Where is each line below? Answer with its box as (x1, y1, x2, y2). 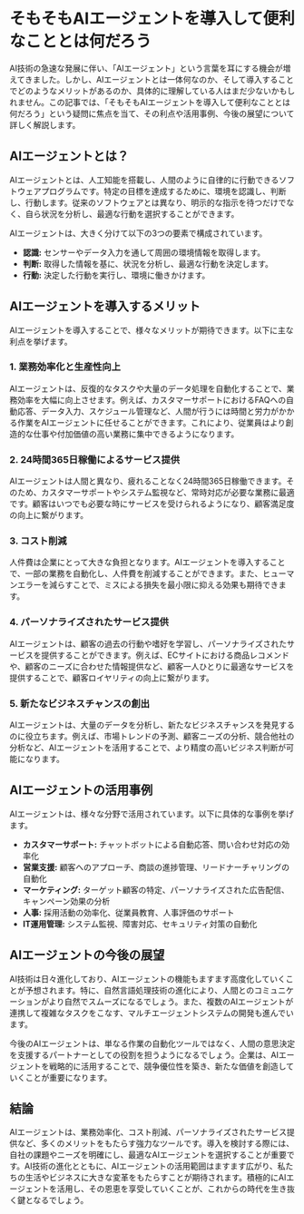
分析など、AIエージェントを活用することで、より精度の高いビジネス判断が (9, 742, 287, 753)
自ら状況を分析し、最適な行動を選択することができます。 (25, 208, 240, 219)
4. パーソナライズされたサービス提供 (9, 616, 170, 629)
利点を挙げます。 (9, 336, 73, 347)
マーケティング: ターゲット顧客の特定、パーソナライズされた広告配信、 (22, 884, 289, 895)
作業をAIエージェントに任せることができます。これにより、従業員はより (16, 416, 286, 427)
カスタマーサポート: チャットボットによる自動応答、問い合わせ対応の (22, 838, 282, 849)
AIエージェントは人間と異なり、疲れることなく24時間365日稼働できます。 (9, 475, 287, 486)
